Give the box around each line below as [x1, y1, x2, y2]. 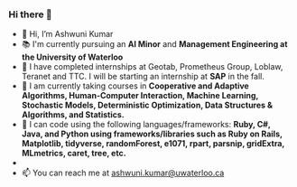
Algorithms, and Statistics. [21, 109, 125, 120]
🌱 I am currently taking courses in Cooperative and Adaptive [21, 80, 249, 91]
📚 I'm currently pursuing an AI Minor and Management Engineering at [21, 39, 288, 50]
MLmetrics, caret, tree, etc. [21, 148, 127, 159]
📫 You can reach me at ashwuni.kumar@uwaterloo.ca [21, 167, 225, 179]
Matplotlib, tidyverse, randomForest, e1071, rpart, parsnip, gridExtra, [21, 138, 285, 149]
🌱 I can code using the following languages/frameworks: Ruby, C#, [21, 119, 272, 130]
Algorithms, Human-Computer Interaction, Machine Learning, [21, 90, 259, 101]
